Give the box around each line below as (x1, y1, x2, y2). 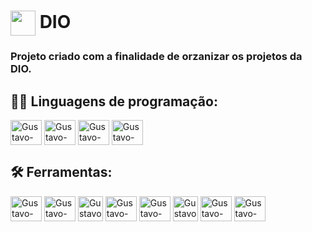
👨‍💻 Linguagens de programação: (10, 93, 218, 110)
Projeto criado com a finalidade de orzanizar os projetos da (10, 50, 303, 64)
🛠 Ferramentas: (10, 164, 113, 181)
